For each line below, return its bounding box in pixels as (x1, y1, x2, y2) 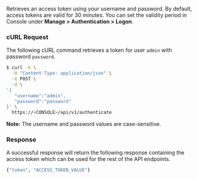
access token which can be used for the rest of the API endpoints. (6, 155, 171, 163)
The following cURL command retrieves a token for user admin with (6, 46, 172, 54)
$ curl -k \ (6, 64, 36, 71)
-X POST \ (11, 76, 36, 82)
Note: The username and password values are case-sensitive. (6, 121, 161, 128)
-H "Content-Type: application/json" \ (11, 71, 112, 77)
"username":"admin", (14, 93, 66, 99)
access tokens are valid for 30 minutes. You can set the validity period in (6, 11, 187, 19)
